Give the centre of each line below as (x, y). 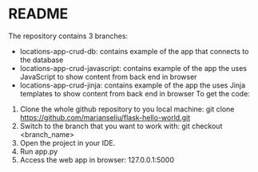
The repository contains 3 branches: (68, 36)
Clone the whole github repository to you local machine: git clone (127, 109)
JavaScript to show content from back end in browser (108, 76)
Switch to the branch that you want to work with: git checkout (121, 126)
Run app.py (39, 151)
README (38, 14)
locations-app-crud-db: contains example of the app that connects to (134, 51)
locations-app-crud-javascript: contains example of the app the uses (133, 68)
